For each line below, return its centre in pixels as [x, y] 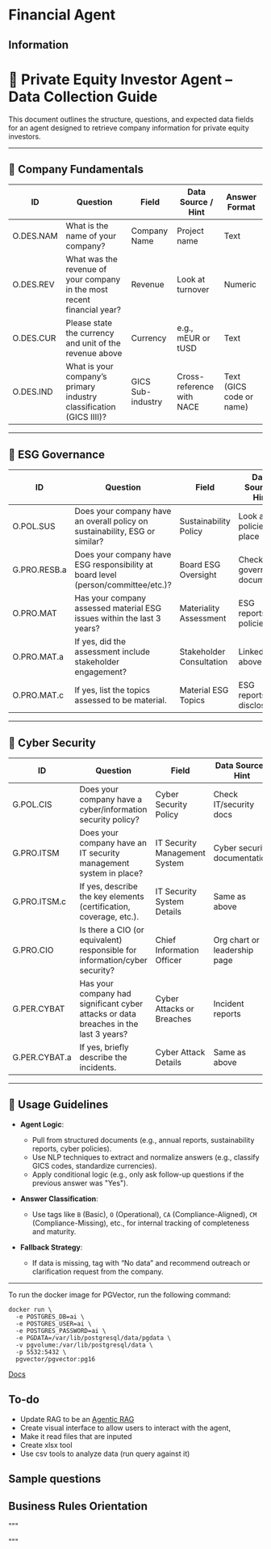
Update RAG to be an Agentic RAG [77, 1419]
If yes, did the [100, 642]
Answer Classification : [59, 1199]
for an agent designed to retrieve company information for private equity [129, 128]
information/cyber [113, 960]
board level [96, 575]
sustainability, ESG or [115, 532]
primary [80, 387]
